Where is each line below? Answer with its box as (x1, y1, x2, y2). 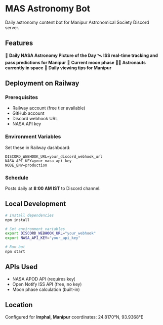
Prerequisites (5, 94, 38, 101)
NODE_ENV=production (5, 163, 48, 168)
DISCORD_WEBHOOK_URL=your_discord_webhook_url (5, 154, 103, 159)
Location (5, 301, 33, 309)
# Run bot (5, 244, 26, 250)
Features (5, 39, 33, 47)
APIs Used (5, 263, 38, 271)
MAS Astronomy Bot (5, 3, 90, 14)
